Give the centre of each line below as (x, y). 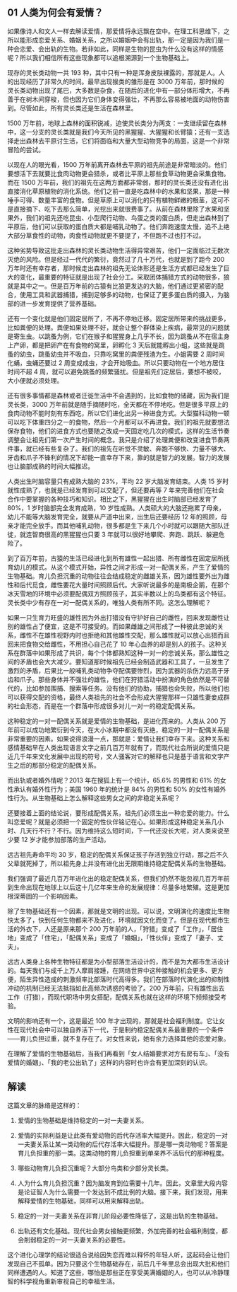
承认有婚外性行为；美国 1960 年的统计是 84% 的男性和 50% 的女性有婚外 (120, 789)
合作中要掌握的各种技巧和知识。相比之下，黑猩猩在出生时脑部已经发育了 (112, 499)
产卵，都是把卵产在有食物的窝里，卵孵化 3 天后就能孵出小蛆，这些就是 (116, 345)
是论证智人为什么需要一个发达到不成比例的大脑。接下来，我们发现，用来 (122, 1192)
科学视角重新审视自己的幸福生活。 (69, 1281)
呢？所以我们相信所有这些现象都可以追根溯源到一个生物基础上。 (100, 57)
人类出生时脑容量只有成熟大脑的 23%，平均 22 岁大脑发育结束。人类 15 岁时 (118, 481)
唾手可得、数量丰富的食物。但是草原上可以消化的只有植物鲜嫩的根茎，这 (112, 200)
